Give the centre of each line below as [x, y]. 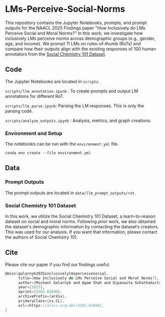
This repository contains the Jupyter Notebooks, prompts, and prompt [76, 23]
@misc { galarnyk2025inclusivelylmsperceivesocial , [57, 273]
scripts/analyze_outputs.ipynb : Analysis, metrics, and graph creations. [78, 120]
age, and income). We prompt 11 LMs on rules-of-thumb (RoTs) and [73, 43]
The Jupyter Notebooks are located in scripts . [52, 81]
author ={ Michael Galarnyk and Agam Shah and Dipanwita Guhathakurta [90, 283]
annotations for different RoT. [35, 96]
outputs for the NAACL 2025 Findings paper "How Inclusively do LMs [75, 28]
